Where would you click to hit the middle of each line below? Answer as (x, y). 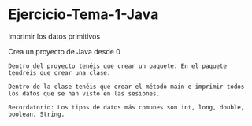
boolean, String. (37, 114)
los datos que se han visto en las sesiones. (84, 93)
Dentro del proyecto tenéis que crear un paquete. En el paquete (117, 66)
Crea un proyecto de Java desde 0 (64, 51)
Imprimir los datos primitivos (54, 36)
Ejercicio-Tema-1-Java (83, 15)
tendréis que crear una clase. (59, 72)
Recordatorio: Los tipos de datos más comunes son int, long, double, (126, 107)
